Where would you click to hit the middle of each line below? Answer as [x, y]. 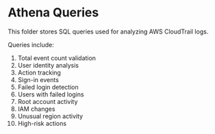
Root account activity [48, 101]
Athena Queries [53, 13]
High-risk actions [42, 123]
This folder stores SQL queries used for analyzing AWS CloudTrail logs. [108, 31]
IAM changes [36, 109]
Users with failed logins [51, 94]
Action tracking [39, 72]
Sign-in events [38, 79]
